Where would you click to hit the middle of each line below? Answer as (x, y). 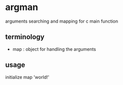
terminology (25, 37)
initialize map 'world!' (27, 77)
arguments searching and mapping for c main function (62, 21)
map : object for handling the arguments (54, 49)
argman (22, 7)
